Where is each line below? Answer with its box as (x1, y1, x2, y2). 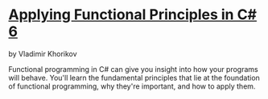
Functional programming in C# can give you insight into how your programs (8, 64, 259, 73)
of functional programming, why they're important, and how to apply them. (8, 81, 256, 91)
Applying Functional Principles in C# (8, 6, 258, 24)
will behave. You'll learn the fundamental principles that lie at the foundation (8, 73, 260, 82)
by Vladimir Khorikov (8, 49, 78, 58)
